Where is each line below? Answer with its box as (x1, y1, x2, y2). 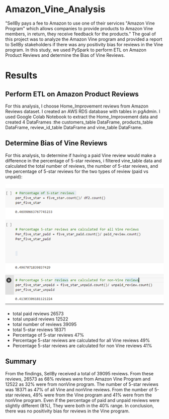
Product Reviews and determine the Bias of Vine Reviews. (5, 52, 125, 58)
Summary (5, 357, 37, 366)
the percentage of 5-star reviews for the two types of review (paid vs (5, 168, 148, 174)
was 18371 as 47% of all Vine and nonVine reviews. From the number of (5, 386, 153, 392)
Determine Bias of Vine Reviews (5, 139, 108, 148)
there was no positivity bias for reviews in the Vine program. (5, 408, 130, 414)
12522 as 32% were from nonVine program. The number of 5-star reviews (5, 381, 159, 387)
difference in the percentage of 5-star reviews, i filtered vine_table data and (5, 157, 162, 164)
